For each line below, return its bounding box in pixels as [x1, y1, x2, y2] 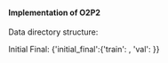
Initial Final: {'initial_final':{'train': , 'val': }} [8, 44, 160, 55]
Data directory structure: [8, 27, 99, 37]
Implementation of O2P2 [8, 7, 101, 18]
